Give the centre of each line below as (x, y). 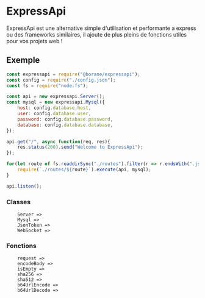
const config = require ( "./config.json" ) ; (61, 80)
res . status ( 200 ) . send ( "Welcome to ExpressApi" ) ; (80, 147)
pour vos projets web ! (34, 41)
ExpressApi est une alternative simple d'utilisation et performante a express (101, 28)
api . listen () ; (24, 186)
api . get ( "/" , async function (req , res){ (59, 141)
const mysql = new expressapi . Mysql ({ (56, 102)
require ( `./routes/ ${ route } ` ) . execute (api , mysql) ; (84, 169)
